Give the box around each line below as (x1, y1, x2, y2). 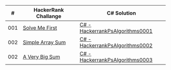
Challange (36, 13, 62, 20)
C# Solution (106, 10, 136, 17)
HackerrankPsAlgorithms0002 (79, 42, 153, 49)
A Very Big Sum (22, 53, 60, 60)
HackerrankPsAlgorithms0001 (79, 28, 153, 34)
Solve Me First (22, 25, 58, 31)
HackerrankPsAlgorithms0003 (79, 56, 153, 63)
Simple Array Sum (22, 39, 66, 46)
